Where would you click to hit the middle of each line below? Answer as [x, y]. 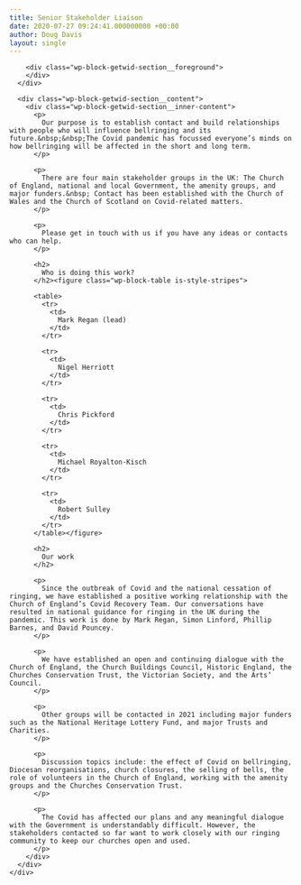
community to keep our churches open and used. [100, 841]
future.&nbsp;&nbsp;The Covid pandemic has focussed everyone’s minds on [151, 139]
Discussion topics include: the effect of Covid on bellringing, [167, 762]
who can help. [36, 241]
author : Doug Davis [46, 34]
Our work [58, 557]
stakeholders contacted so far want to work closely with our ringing [145, 834]
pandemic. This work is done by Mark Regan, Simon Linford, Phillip [141, 620]
